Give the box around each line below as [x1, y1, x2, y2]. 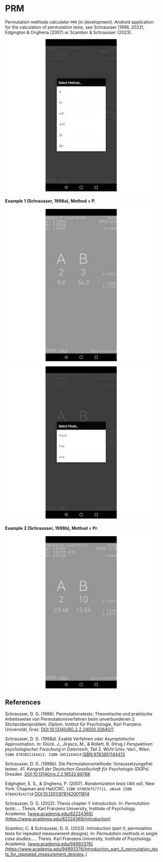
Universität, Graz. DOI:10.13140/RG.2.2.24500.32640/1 [5, 727, 114, 732]
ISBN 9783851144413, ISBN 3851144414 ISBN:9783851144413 [5, 751, 125, 757]
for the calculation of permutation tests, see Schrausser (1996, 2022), [5, 24, 145, 30]
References [5, 698, 41, 706]
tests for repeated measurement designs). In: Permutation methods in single [5, 831, 158, 837]
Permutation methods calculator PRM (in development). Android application [5, 19, 154, 25]
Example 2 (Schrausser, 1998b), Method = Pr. [5, 525, 99, 531]
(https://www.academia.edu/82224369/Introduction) [5, 816, 111, 822]
